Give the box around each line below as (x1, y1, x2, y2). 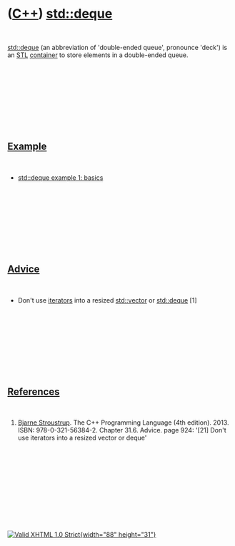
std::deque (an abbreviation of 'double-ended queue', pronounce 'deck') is (7, 43, 227, 51)
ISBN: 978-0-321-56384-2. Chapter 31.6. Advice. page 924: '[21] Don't (17, 426, 226, 435)
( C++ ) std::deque (7, 6, 113, 22)
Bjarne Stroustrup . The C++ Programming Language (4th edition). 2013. (17, 418, 229, 427)
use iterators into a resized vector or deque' (17, 433, 147, 443)
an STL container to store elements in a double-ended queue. (7, 51, 189, 59)
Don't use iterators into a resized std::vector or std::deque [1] (17, 295, 198, 304)
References (7, 385, 60, 398)
